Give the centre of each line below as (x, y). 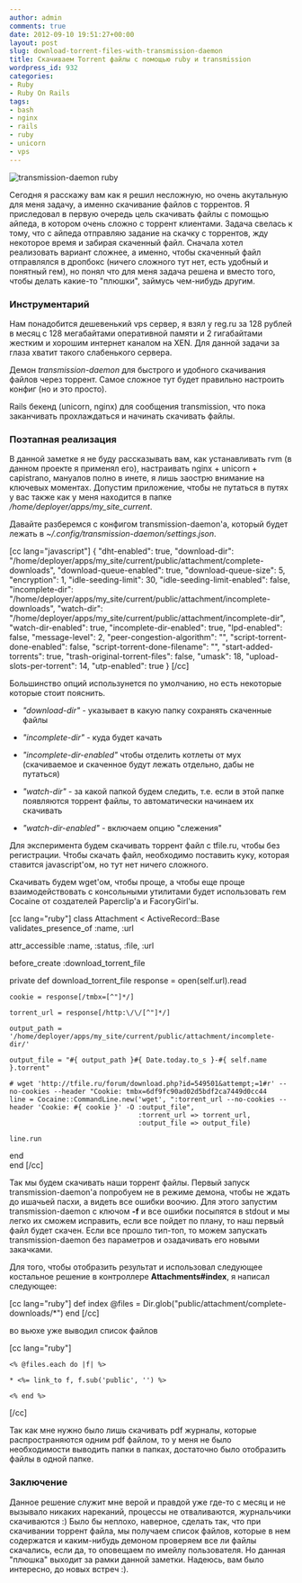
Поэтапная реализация (63, 439)
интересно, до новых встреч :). (69, 1569)
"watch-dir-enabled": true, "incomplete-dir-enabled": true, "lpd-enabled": (146, 628)
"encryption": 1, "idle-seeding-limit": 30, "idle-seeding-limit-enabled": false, (150, 580)
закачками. (31, 1250)
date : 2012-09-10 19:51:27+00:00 (72, 34)
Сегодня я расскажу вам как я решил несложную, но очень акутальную (149, 194)
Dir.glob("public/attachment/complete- (214, 1304)
